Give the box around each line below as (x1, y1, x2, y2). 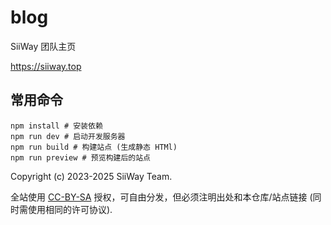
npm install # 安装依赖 (10, 121, 103, 131)
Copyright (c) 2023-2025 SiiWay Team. (10, 170, 173, 182)
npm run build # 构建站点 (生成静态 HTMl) (10, 142, 178, 152)
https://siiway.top (10, 60, 82, 72)
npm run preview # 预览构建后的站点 (10, 152, 151, 163)
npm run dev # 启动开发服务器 (10, 131, 126, 141)
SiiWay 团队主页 (10, 40, 77, 52)
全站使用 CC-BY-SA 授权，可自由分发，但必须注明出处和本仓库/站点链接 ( (10, 191, 313, 203)
